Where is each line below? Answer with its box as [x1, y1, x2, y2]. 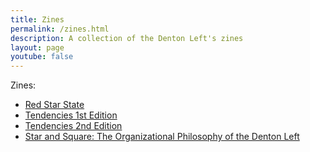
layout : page [10, 42, 65, 53]
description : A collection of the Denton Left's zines [10, 33, 244, 43]
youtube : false [10, 52, 74, 62]
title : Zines [10, 14, 65, 25]
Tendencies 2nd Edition [24, 120, 123, 132]
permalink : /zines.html [10, 24, 110, 34]
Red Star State [24, 99, 85, 111]
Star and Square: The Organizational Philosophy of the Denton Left [24, 131, 300, 143]
